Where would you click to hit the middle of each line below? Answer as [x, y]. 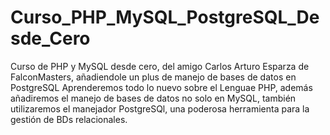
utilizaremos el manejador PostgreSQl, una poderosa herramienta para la [160, 108]
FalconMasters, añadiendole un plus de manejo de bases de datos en [153, 77]
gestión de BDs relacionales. [69, 119]
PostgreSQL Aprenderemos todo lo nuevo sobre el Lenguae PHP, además [161, 87]
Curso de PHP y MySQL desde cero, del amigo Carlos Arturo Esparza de [160, 66]
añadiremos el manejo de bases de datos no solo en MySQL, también [153, 98]
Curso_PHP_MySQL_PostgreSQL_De [165, 17]
